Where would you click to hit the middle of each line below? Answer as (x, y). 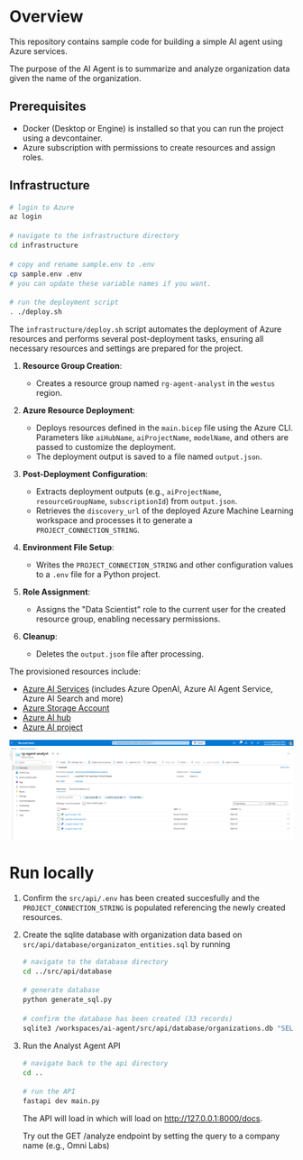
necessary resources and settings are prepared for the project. (126, 348)
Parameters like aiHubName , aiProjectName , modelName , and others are (162, 437)
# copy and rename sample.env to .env (82, 264)
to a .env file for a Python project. (98, 575)
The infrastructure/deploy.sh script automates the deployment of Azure (146, 329)
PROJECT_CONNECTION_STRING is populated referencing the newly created (154, 907)
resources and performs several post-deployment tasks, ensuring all (137, 339)
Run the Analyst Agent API (71, 1045)
